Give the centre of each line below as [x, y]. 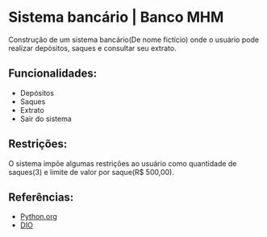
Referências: [41, 197]
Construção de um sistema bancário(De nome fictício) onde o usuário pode [134, 39]
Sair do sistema [46, 118]
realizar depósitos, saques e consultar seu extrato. [92, 48]
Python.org [39, 217]
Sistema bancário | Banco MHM [116, 17]
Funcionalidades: [53, 74]
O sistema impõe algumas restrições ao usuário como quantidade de [123, 163]
